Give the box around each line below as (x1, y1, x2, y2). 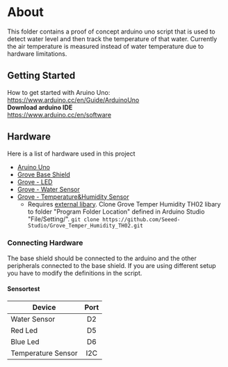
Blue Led (10, 337, 40, 347)
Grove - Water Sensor (17, 185, 80, 193)
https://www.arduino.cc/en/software (7, 110, 112, 119)
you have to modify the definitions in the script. (7, 269, 142, 277)
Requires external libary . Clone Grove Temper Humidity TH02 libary (27, 200, 221, 208)
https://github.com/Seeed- (101, 216, 181, 223)
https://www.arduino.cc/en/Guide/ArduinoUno (7, 96, 140, 104)
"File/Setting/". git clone (27, 214, 99, 223)
